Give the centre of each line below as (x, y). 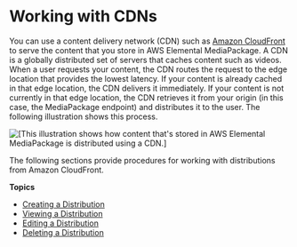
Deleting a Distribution (63, 232)
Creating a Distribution (63, 204)
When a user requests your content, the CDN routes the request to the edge (148, 69)
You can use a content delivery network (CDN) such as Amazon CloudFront (148, 41)
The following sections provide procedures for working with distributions (142, 160)
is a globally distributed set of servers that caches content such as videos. (145, 60)
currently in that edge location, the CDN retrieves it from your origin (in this (146, 97)
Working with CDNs (83, 16)
